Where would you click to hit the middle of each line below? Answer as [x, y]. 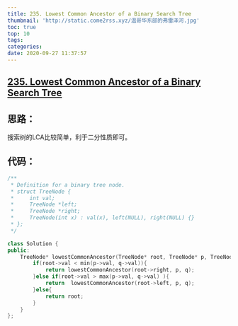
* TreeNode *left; [44, 205]
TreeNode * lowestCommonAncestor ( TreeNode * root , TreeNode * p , [114, 257]
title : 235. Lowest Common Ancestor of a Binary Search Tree [100, 14]
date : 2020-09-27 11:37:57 [47, 54]
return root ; [64, 296]
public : [19, 250]
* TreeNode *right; [45, 211]
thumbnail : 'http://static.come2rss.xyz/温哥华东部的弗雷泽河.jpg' [103, 21]
